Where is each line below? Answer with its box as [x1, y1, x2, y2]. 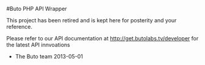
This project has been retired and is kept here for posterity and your [6, 17, 177, 23]
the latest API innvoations [6, 42, 70, 48]
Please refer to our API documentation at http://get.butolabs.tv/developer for [6, 35, 199, 42]
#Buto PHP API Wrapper [6, 5, 67, 12]
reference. [6, 23, 32, 30]
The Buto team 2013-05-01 [15, 53, 84, 60]
